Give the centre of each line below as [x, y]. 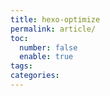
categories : [35, 76]
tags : [21, 66]
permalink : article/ [53, 29]
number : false [48, 47]
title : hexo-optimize [55, 19]
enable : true [46, 57]
